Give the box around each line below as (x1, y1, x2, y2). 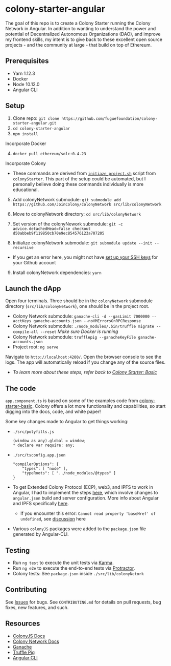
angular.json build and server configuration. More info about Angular (12, 495, 159, 501)
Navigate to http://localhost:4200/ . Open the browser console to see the (5, 354, 162, 360)
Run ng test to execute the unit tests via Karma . (12, 559, 114, 566)
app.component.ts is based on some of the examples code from (5, 398, 139, 404)
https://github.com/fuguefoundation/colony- (61, 116, 158, 121)
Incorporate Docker (5, 140, 46, 147)
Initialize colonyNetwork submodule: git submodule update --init (12, 239, 153, 246)
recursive (12, 245, 34, 250)
